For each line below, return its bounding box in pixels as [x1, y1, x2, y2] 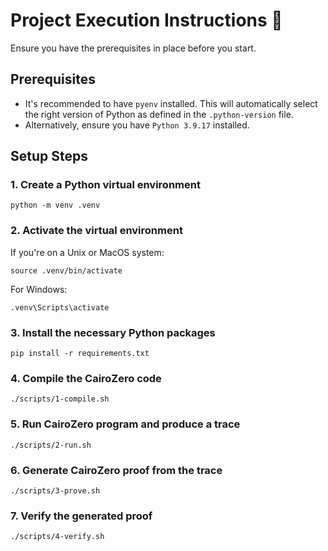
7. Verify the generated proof [10, 509, 153, 523]
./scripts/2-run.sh [10, 440, 92, 450]
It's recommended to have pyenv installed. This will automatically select [24, 97, 318, 109]
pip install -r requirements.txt [10, 349, 150, 359]
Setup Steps [10, 148, 88, 165]
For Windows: [10, 283, 68, 295]
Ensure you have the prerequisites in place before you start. [10, 42, 257, 54]
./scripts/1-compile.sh [10, 394, 110, 404]
